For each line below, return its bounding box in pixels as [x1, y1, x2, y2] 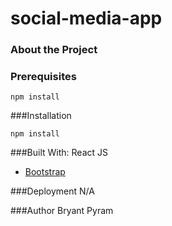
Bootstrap [24, 166, 66, 178]
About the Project [10, 43, 98, 57]
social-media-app [10, 7, 163, 30]
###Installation [10, 110, 72, 122]
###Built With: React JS [10, 147, 109, 159]
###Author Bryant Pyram [10, 205, 114, 217]
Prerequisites [10, 70, 77, 84]
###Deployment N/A [10, 185, 95, 197]
